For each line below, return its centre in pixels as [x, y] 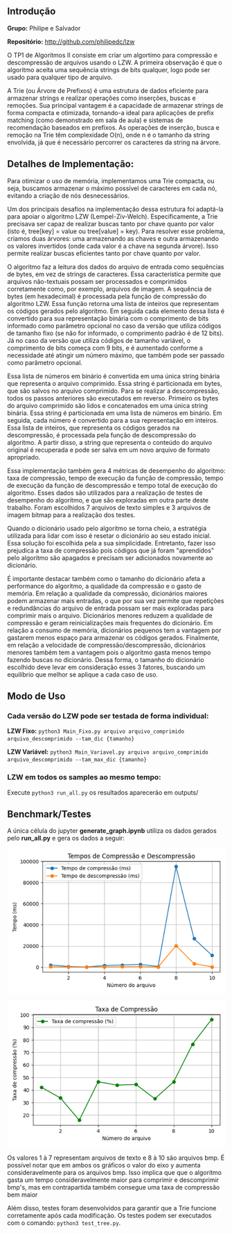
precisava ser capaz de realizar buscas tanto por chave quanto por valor [111, 223]
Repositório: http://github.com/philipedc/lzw [71, 42]
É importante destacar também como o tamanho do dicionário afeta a [106, 578]
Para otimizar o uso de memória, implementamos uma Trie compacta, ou [111, 180]
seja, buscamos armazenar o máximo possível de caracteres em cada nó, [112, 188]
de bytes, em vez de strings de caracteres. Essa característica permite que [114, 274]
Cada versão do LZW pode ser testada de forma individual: [108, 716]
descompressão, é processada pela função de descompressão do [101, 435]
